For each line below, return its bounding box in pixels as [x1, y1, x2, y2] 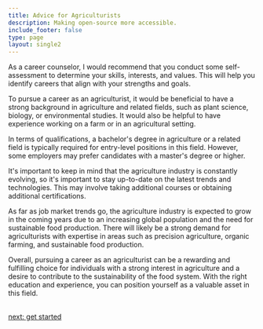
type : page [8, 33, 44, 42]
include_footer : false [8, 26, 82, 34]
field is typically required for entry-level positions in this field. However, [8, 143, 239, 152]
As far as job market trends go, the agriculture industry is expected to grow [8, 207, 251, 216]
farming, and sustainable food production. [8, 240, 144, 250]
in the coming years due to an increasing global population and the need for [8, 215, 254, 225]
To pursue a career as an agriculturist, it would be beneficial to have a [8, 94, 234, 104]
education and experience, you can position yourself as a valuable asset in [8, 280, 250, 290]
